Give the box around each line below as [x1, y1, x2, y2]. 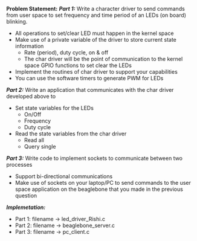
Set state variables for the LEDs [15, 104, 94, 111]
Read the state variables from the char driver [15, 130, 127, 137]
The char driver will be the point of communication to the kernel [24, 56, 183, 62]
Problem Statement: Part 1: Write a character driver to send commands [6, 5, 186, 12]
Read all [24, 137, 44, 144]
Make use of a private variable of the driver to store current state [15, 36, 177, 43]
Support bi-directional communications [15, 173, 113, 180]
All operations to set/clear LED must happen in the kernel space [15, 30, 174, 37]
